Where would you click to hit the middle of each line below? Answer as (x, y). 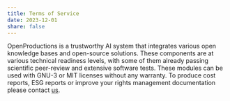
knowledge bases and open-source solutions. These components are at (110, 53)
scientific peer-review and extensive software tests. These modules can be (115, 68)
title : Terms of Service (43, 13)
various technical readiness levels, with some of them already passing (108, 61)
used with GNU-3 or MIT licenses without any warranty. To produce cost (112, 75)
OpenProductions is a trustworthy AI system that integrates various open (112, 46)
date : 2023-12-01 (32, 20)
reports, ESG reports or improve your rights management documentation (112, 83)
